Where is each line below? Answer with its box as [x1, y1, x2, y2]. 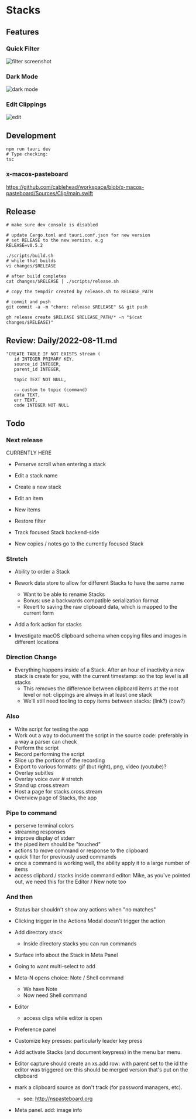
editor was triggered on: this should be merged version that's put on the [14, 1066, 188, 1073]
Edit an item [14, 494, 44, 501]
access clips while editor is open [23, 1015, 102, 1022]
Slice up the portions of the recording [14, 757, 105, 764]
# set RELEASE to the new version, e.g [6, 238, 104, 243]
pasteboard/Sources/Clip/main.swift [6, 189, 94, 196]
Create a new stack [14, 483, 61, 490]
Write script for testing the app [14, 725, 89, 733]
